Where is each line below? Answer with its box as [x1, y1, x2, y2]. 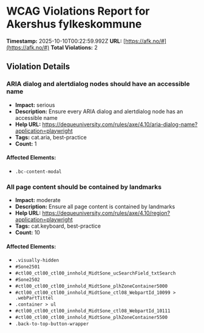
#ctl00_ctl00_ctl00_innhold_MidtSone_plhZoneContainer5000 [15, 283, 168, 290]
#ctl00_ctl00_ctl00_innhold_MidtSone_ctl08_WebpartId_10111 [15, 308, 171, 314]
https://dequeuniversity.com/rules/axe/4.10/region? [42, 209, 171, 217]
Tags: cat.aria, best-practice [15, 133, 87, 141]
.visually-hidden [15, 258, 59, 264]
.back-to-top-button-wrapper [15, 321, 89, 327]
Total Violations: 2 [50, 44, 98, 51]
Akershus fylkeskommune [6, 17, 142, 31]
